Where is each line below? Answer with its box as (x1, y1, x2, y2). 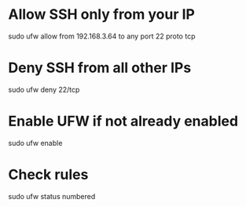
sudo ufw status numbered (8, 191, 96, 201)
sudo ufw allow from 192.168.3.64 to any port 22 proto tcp (8, 31, 196, 41)
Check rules (8, 166, 89, 183)
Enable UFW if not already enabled (8, 112, 238, 130)
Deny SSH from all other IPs (8, 59, 192, 77)
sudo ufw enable (8, 138, 63, 147)
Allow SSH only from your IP (8, 5, 195, 24)
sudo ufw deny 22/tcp (8, 85, 80, 94)
